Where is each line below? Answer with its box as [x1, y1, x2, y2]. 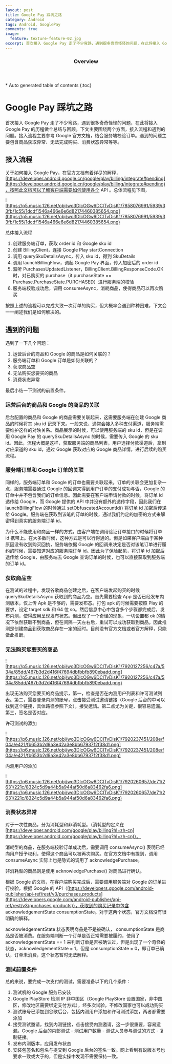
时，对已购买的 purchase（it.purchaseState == [12, 273, 112, 279]
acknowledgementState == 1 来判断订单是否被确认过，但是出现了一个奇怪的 [5, 938, 165, 945]
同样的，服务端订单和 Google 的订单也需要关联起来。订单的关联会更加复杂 [5, 479, 162, 485]
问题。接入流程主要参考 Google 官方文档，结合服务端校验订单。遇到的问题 [5, 132, 162, 138]
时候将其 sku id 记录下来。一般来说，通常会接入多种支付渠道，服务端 [14, 421, 160, 427]
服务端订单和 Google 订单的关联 [5, 467, 84, 474]
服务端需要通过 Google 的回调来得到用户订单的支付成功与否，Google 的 [14, 485, 165, 492]
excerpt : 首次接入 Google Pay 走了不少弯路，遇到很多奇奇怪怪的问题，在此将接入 [5, 41, 160, 46]
